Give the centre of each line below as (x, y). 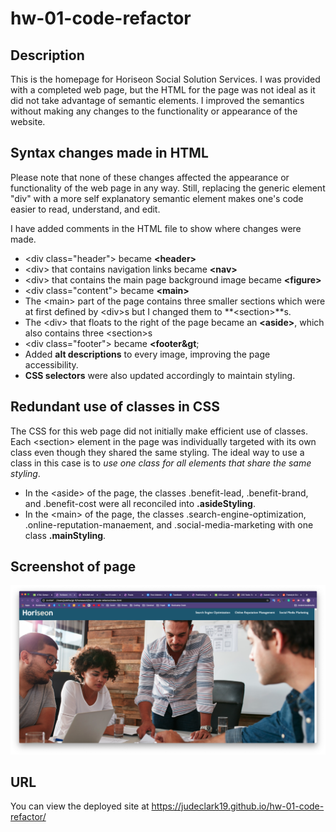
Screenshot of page (73, 567)
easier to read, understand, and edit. (85, 209)
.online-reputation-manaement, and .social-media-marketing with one (169, 524)
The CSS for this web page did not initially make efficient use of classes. (159, 431)
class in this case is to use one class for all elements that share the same (161, 463)
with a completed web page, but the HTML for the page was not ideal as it (163, 90)
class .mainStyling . (65, 535)
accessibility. (51, 364)
